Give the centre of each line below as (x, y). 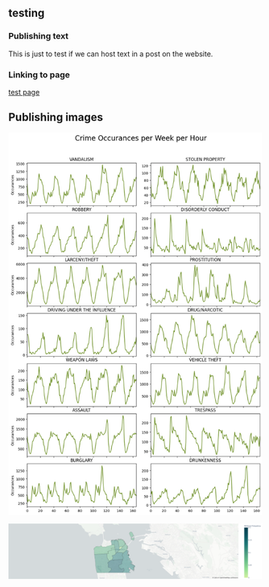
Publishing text (39, 36)
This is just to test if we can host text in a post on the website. (111, 54)
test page (24, 92)
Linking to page (39, 74)
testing (27, 13)
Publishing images (56, 117)
